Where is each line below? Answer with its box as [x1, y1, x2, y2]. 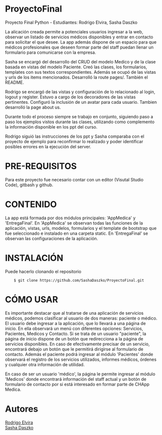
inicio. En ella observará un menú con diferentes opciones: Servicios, [5, 325, 143, 331]
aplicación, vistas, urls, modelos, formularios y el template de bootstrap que [5, 225, 157, 231]
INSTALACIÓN [5, 253, 64, 263]
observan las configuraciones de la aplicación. [5, 235, 98, 241]
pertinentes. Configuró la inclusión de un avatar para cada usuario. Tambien [5, 99, 157, 105]
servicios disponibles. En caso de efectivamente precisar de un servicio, [5, 341, 150, 347]
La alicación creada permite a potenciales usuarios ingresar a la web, [5, 29, 144, 34]
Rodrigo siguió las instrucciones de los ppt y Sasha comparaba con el [5, 133, 145, 139]
